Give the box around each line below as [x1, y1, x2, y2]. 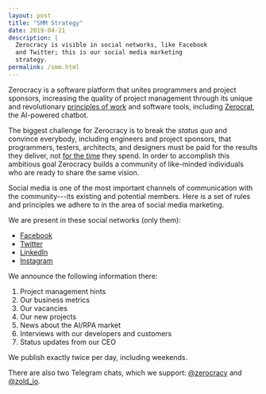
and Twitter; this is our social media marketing [15, 48, 183, 56]
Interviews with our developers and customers [19, 328, 172, 338]
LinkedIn [19, 247, 48, 257]
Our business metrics [19, 295, 90, 304]
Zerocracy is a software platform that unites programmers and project [8, 85, 237, 94]
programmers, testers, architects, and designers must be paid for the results [8, 142, 258, 151]
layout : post [8, 11, 52, 20]
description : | [8, 33, 59, 42]
